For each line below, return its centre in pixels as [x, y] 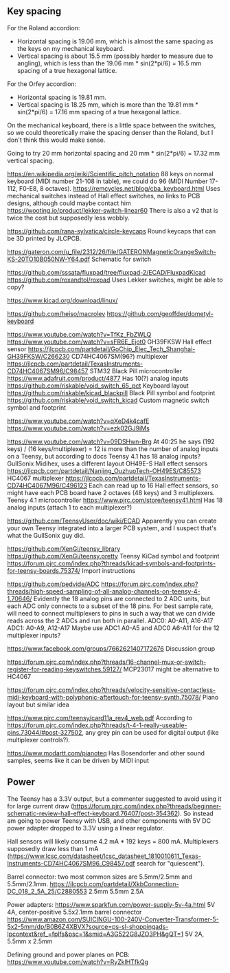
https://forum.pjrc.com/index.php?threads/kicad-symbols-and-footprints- [112, 563]
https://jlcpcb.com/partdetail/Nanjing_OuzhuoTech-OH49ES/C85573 [104, 470]
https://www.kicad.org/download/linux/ [62, 300]
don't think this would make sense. [56, 140]
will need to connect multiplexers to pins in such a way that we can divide [111, 613]
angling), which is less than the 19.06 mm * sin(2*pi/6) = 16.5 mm [109, 63]
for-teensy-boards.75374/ [44, 570]
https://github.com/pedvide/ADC [54, 584]
